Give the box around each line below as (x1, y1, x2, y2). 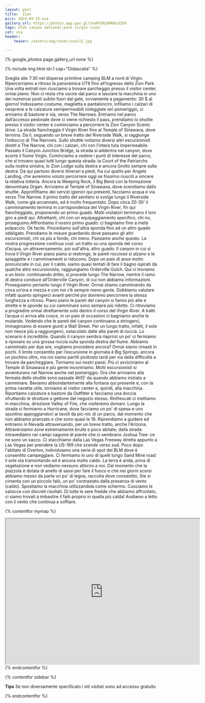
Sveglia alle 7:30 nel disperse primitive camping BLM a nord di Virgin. (5, 75, 143, 81)
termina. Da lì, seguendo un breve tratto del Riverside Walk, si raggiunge (5, 132, 149, 138)
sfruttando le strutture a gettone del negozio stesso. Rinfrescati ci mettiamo (5, 395, 156, 401)
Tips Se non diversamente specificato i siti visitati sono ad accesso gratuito (5, 684, 156, 689)
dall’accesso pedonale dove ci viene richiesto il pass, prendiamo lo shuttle (5, 116, 153, 122)
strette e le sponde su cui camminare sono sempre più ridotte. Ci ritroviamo (5, 302, 156, 308)
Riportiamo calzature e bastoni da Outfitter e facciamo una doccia (5, 390, 137, 396)
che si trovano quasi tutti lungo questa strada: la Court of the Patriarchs (5, 158, 148, 163)
